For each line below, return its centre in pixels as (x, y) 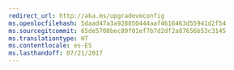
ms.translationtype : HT (49, 38)
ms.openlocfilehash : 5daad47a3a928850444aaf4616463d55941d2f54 (117, 23)
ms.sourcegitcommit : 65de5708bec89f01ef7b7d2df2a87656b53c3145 (117, 31)
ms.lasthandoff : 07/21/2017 (56, 53)
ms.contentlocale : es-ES (50, 46)
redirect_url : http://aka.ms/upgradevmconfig (86, 16)
